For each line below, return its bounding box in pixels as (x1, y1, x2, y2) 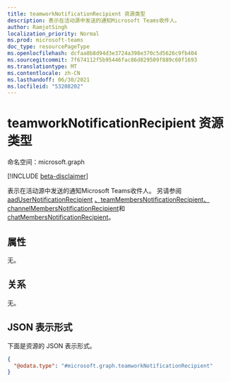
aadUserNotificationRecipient (7, 195, 93, 204)
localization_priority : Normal (7, 30, 100, 37)
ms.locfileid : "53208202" (7, 83, 83, 90)
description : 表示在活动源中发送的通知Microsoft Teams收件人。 (7, 17, 180, 24)
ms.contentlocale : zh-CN (7, 69, 81, 76)
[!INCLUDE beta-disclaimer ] (7, 172, 88, 180)
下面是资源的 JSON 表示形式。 (7, 341, 97, 350)
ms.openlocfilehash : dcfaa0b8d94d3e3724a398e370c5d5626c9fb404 (7, 50, 198, 57)
